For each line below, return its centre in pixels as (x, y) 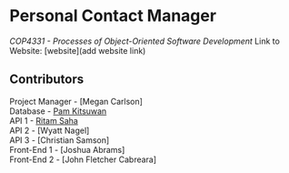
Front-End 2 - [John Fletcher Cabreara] (83, 159)
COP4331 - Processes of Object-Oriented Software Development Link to (144, 41)
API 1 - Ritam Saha (44, 120)
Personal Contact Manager (113, 16)
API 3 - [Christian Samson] (60, 140)
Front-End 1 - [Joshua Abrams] (67, 149)
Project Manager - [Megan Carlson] (76, 101)
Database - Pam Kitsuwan (58, 111)
